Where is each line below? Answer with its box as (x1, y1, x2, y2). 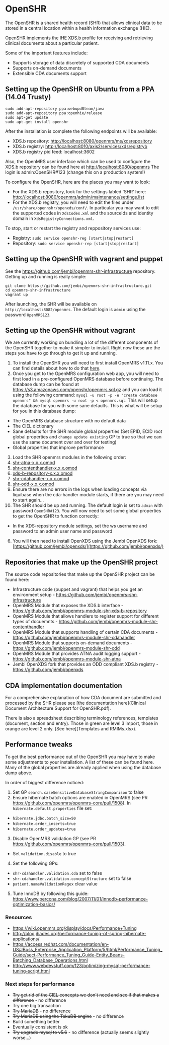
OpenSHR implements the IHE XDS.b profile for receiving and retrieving (5, 35, 153, 41)
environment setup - (12, 592, 55, 598)
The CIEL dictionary (12, 423, 54, 429)
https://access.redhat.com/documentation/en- (12, 941, 109, 947)
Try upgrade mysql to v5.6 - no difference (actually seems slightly (12, 1029, 149, 1035)
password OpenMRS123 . (5, 312, 51, 318)
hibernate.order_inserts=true (12, 821, 76, 826)
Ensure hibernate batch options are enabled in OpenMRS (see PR (12, 794, 148, 800)
